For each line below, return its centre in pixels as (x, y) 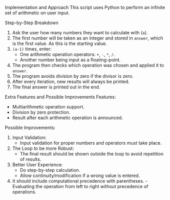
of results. (30, 159)
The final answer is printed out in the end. (56, 87)
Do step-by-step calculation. (50, 170)
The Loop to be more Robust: (43, 148)
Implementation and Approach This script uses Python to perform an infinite (85, 7)
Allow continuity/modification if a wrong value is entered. (80, 175)
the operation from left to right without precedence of (92, 186)
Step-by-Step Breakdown (31, 23)
